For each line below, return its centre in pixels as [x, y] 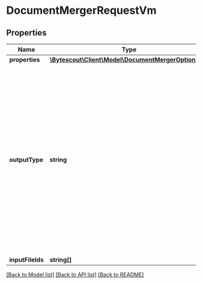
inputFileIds [26, 260]
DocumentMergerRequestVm [81, 11]
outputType [26, 160]
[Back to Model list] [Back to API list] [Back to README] [75, 275]
